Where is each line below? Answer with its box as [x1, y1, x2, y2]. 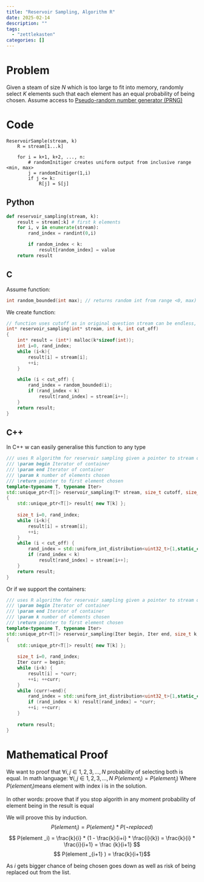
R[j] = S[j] [38, 180, 69, 186]
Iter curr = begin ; [17, 659, 67, 666]
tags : [6, 26, 20, 32]
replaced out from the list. [6, 869, 71, 876]
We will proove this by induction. [6, 814, 88, 821]
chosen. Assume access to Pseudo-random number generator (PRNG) [6, 96, 183, 104]
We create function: [6, 308, 56, 316]
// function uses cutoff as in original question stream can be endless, [6, 320, 197, 326]
